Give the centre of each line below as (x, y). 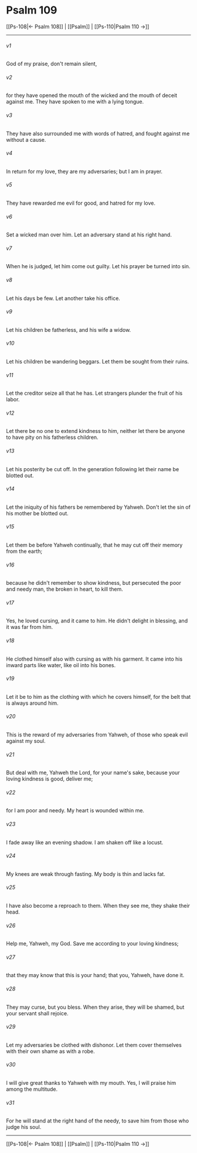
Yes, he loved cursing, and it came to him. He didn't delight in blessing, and (97, 621)
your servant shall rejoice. (37, 1013)
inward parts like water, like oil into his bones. (61, 665)
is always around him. (32, 703)
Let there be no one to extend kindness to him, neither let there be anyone (96, 431)
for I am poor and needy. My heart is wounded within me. (75, 811)
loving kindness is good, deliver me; (50, 779)
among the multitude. (32, 1089)
